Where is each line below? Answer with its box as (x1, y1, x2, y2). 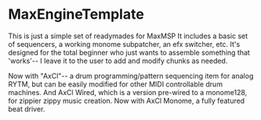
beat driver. (8, 104, 45, 114)
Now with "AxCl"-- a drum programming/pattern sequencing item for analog (8, 71, 254, 80)
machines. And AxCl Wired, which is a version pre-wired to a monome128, (8, 87, 248, 97)
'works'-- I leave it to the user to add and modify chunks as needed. (8, 56, 228, 65)
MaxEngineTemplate (8, 5, 145, 23)
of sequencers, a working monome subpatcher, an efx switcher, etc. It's (8, 39, 241, 48)
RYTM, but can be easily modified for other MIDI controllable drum (8, 79, 223, 89)
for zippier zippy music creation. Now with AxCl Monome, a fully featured (8, 96, 245, 105)
